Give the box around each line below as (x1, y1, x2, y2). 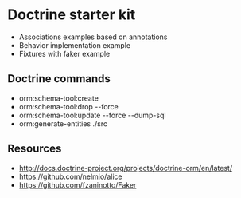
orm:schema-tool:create (18, 93, 99, 103)
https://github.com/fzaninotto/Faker (18, 180, 137, 189)
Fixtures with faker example (18, 49, 111, 58)
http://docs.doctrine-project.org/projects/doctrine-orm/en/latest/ (18, 163, 232, 172)
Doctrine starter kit (7, 6, 136, 24)
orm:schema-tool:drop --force (18, 101, 119, 111)
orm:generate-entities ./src (18, 118, 108, 129)
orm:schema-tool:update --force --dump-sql (18, 110, 166, 120)
